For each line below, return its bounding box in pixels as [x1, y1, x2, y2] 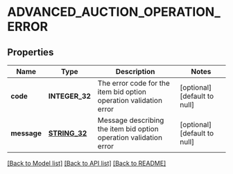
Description [115, 67, 155, 76]
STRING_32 [48, 128, 87, 138]
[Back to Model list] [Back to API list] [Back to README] [7, 159, 166, 167]
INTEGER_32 [48, 91, 92, 101]
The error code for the [97, 79, 170, 88]
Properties [7, 46, 54, 58]
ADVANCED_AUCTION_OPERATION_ [7, 4, 221, 20]
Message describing [97, 115, 164, 125]
